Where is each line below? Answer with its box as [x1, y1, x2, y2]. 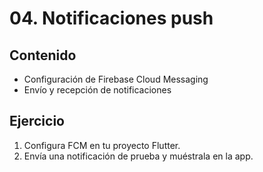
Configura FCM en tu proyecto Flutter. [23, 139, 181, 151]
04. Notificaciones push [9, 7, 214, 30]
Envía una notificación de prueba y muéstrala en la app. [23, 150, 254, 162]
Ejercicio [9, 113, 65, 130]
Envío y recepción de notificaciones [23, 84, 172, 96]
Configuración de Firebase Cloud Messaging [23, 73, 209, 85]
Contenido [9, 47, 77, 64]
